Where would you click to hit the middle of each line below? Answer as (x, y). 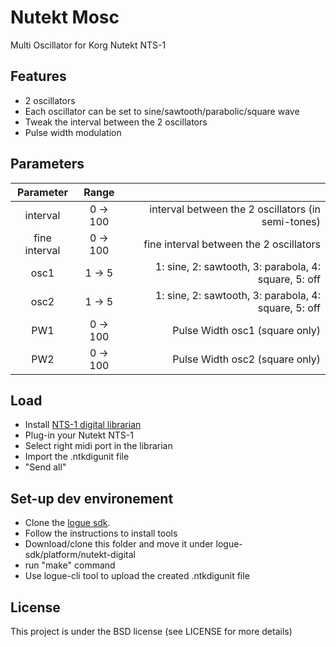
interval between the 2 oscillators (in (235, 209)
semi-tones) (291, 221)
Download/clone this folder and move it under (119, 544)
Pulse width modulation (73, 132)
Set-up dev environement (92, 498)
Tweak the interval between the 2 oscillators (116, 122)
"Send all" (45, 467)
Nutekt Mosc (65, 17)
